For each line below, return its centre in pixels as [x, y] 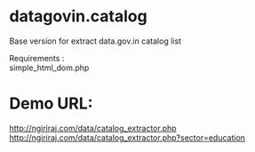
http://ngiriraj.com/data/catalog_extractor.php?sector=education [127, 137]
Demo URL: [51, 104]
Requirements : [37, 58]
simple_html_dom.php [49, 68]
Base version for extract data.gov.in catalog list [96, 41]
